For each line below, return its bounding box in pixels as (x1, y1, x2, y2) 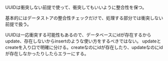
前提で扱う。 (5, 21, 32, 27)
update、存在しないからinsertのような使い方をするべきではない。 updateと (5, 38, 161, 44)
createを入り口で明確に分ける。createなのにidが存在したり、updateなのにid (5, 44, 163, 50)
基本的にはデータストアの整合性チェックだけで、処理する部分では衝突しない (5, 15, 163, 21)
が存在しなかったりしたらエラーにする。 (5, 50, 89, 56)
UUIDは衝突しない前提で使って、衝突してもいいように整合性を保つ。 (5, 4, 147, 10)
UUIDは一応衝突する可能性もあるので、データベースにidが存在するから (5, 32, 151, 37)
